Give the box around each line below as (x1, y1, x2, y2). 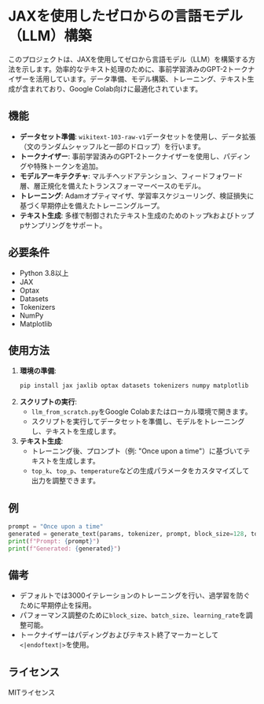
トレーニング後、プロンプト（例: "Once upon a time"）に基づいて (31, 446, 244, 456)
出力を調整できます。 (31, 476, 101, 486)
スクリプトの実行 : (19, 397, 77, 407)
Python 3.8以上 (19, 268, 69, 278)
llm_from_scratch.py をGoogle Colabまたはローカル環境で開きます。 (31, 407, 252, 416)
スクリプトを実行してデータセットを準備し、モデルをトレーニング (31, 417, 245, 426)
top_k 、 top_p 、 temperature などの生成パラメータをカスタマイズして (31, 466, 250, 475)
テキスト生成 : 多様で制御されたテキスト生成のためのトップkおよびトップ (19, 210, 255, 220)
